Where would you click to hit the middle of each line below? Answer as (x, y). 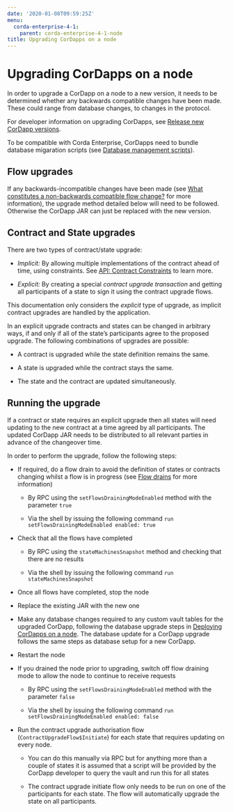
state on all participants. (62, 801)
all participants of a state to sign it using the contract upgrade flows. (115, 291)
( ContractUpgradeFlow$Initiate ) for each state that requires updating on (121, 737)
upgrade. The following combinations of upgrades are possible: (98, 340)
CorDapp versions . (34, 129)
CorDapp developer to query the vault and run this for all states (118, 773)
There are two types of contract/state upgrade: (75, 250)
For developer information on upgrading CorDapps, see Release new (106, 122)
